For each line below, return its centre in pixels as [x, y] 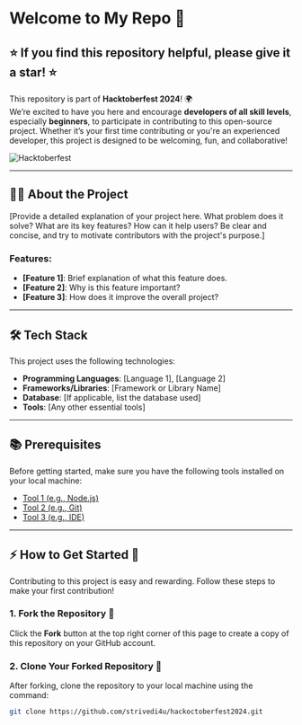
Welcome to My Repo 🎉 [98, 18]
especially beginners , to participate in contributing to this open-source [141, 121]
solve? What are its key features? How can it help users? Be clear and [138, 225]
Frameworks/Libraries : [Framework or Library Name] [122, 388]
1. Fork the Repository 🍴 [62, 614]
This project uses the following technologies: [92, 361]
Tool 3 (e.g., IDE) [53, 517]
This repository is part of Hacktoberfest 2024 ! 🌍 [101, 99]
